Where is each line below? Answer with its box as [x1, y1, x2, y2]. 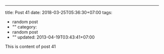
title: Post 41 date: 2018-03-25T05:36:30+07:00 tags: [5, 10, 113, 15]
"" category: [12, 24, 37, 29]
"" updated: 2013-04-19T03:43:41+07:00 [12, 34, 95, 40]
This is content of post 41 [5, 44, 56, 49]
